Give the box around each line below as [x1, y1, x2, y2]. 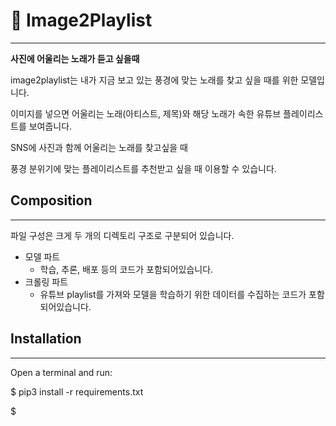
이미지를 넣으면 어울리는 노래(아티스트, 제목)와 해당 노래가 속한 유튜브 [10, 107, 282, 119]
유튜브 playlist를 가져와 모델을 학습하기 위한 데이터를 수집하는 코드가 [39, 288, 307, 300]
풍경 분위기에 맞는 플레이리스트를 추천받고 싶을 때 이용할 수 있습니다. [10, 162, 277, 174]
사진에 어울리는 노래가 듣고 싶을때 [10, 52, 140, 64]
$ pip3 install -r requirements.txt [10, 385, 144, 398]
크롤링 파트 [24, 275, 69, 288]
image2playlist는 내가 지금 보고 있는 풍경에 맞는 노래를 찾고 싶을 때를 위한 [10, 74, 299, 86]
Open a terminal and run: [10, 366, 113, 378]
